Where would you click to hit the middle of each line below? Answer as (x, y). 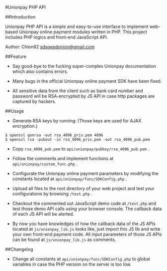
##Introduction (20, 17)
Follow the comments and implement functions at (63, 158)
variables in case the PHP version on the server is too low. (72, 264)
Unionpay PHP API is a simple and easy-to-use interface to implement (77, 26)
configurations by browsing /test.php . (52, 194)
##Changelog (19, 249)
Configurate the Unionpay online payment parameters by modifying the (85, 173)
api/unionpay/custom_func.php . (45, 164)
